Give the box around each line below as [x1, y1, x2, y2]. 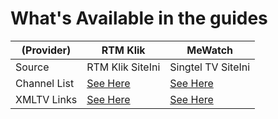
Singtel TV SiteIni [169, 60, 251, 74]
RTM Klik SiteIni [86, 60, 161, 74]
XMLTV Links [15, 92, 78, 106]
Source [15, 60, 50, 74]
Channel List [15, 76, 75, 90]
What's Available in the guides [10, 7, 268, 30]
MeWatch [186, 43, 234, 57]
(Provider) [21, 43, 72, 57]
